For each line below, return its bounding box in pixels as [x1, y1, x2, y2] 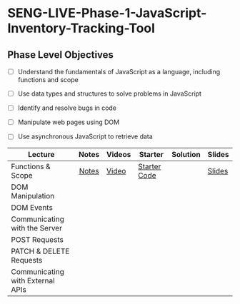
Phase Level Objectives [7, 49, 114, 61]
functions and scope [17, 76, 79, 84]
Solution [171, 150, 201, 160]
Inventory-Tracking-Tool [7, 20, 156, 36]
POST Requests [11, 235, 64, 245]
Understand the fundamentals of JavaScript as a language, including [17, 68, 220, 76]
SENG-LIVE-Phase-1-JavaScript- [7, 5, 207, 21]
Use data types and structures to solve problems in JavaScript [17, 89, 202, 98]
